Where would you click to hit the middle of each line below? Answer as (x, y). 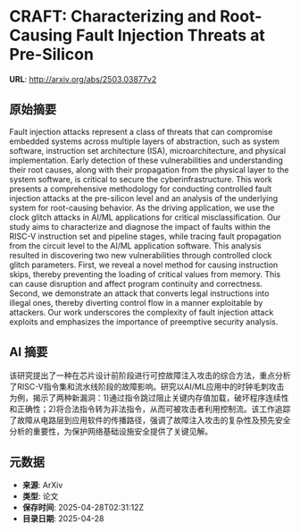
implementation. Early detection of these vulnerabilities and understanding (146, 160)
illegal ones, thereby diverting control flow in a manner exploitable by (136, 302)
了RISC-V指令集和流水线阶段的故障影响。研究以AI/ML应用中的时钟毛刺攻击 (147, 386)
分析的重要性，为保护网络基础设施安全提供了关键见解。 (111, 431)
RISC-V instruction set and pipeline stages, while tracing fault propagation (146, 236)
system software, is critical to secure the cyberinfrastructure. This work (141, 179)
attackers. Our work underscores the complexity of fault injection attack (142, 312)
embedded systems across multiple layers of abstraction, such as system (144, 141)
